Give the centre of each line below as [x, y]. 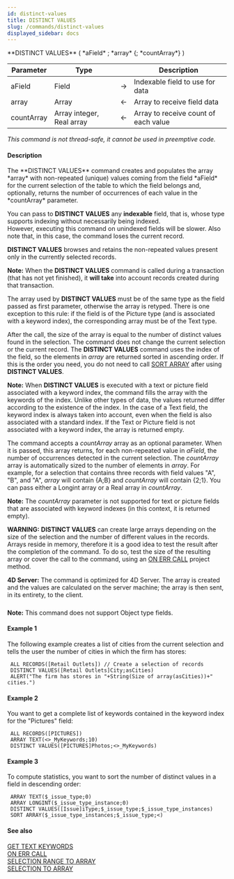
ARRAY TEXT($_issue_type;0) [51, 797]
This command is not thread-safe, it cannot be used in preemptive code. [111, 140]
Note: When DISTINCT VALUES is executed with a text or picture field [108, 385]
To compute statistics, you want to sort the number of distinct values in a [112, 777]
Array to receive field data [177, 102]
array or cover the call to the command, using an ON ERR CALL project [109, 559]
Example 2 [23, 698]
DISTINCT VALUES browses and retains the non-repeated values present [112, 250]
